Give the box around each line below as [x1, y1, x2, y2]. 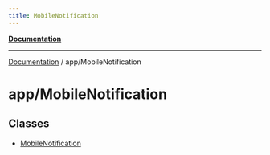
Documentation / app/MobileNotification [8, 57, 142, 67]
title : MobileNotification [8, 11, 99, 20]
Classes [8, 117, 50, 131]
